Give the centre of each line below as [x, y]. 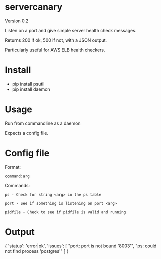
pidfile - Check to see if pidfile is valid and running [66, 212]
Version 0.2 [17, 21]
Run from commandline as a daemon [43, 123]
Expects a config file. [27, 133]
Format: [13, 167]
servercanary [34, 7]
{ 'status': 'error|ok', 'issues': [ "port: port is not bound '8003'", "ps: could [81, 246]
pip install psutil [28, 84]
